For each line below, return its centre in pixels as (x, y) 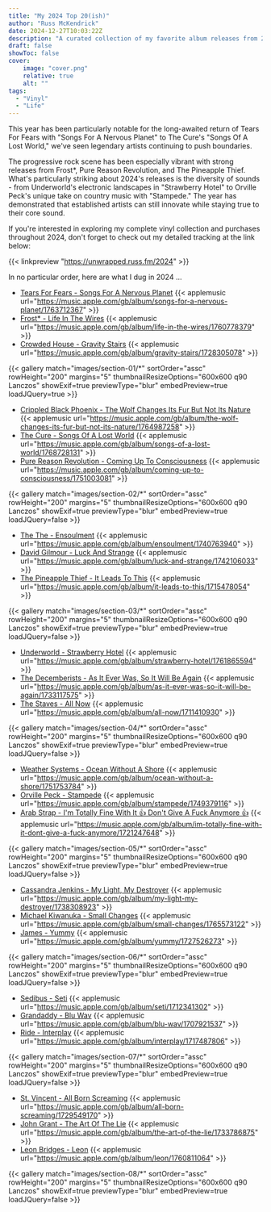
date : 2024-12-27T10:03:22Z (56, 31)
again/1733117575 (49, 696)
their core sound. (37, 213)
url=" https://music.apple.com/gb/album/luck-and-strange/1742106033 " (139, 561)
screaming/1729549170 (59, 1115)
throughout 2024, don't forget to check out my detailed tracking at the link (132, 237)
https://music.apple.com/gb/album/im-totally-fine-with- (169, 825)
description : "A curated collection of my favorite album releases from (133, 38)
